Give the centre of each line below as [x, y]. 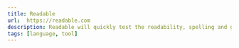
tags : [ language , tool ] [43, 34]
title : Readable [31, 14]
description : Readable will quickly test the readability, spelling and [117, 27]
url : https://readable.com [49, 20]
